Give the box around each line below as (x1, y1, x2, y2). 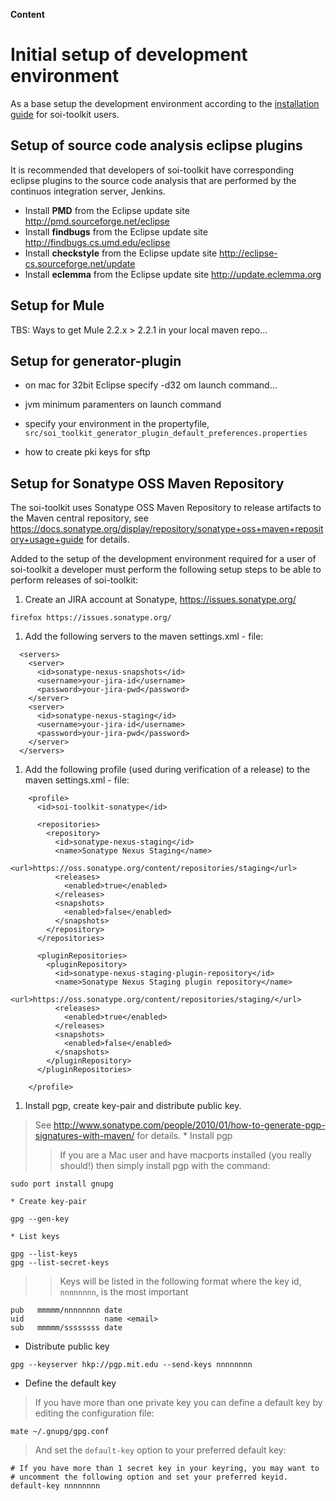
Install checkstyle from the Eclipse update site (24, 247, 218, 259)
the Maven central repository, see (10, 512, 149, 524)
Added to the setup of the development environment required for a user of (10, 553, 317, 565)
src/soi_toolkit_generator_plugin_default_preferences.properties (24, 429, 308, 439)
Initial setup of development (10, 44, 248, 66)
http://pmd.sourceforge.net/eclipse (24, 215, 170, 227)
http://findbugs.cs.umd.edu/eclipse (24, 236, 171, 248)
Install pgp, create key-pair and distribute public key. (24, 1100, 242, 1112)
